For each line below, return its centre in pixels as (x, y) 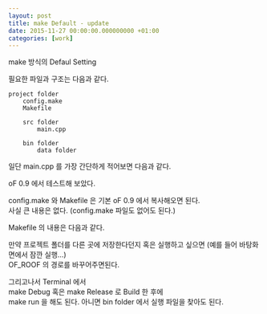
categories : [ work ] (41, 38)
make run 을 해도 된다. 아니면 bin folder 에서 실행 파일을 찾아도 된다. (116, 302)
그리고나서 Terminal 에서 (47, 282)
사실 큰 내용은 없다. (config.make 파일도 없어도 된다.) (92, 210)
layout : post (30, 16)
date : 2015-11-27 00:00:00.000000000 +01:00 (84, 31)
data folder (57, 151)
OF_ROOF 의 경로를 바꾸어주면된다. (64, 265)
